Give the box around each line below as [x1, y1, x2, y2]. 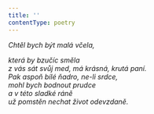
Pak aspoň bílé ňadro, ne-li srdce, [8, 72, 119, 81]
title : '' [8, 11, 41, 20]
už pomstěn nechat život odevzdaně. [8, 97, 129, 106]
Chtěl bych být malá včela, [8, 40, 95, 49]
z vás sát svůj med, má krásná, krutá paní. [8, 63, 147, 73]
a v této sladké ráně [8, 88, 73, 98]
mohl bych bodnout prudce [8, 80, 97, 90]
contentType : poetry [8, 19, 76, 27]
